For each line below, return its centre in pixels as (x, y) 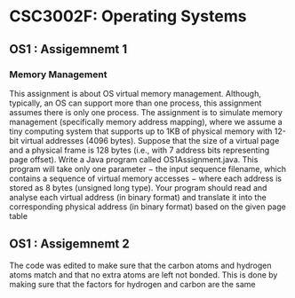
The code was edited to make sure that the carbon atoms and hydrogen (141, 265)
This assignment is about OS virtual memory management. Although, (136, 93)
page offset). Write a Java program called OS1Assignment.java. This (134, 159)
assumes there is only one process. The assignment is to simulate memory (146, 112)
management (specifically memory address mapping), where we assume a (146, 122)
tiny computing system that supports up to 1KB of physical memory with (141, 131)
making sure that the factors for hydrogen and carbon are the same (132, 284)
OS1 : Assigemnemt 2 (70, 244)
